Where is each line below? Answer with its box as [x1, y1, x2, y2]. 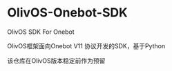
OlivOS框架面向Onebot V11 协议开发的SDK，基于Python [7, 41, 166, 50]
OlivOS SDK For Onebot [7, 28, 75, 36]
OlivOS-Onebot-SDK [7, 5, 128, 21]
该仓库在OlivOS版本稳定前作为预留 [7, 57, 106, 65]
